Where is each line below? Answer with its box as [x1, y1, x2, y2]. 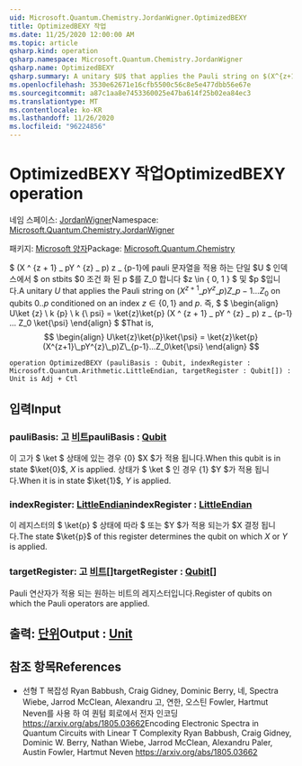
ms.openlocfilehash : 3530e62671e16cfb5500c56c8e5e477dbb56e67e [9, 80, 252, 89]
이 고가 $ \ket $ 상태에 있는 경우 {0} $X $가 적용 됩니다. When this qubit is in [9, 452, 281, 464]
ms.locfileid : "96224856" [9, 123, 106, 132]
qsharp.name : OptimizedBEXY [9, 64, 115, 73]
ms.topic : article [9, 38, 78, 48]
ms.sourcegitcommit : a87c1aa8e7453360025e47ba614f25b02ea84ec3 [9, 88, 252, 97]
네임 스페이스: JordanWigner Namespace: [9, 214, 159, 225]
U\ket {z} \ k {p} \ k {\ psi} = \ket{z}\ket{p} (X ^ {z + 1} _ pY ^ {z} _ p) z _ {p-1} [9, 308, 293, 319]
